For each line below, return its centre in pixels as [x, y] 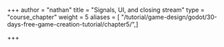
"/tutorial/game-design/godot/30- [169, 17]
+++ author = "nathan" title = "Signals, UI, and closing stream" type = [106, 10]
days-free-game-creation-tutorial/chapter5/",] [73, 24]
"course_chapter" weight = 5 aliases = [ [63, 17]
